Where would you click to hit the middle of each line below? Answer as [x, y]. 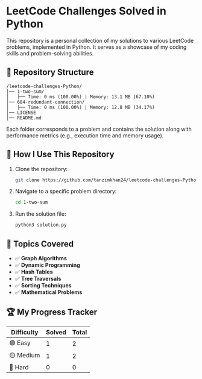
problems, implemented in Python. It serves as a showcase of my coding [96, 47]
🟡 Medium [25, 355]
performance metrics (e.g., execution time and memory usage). [85, 135]
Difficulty [25, 332]
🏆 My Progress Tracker [52, 312]
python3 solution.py [41, 225]
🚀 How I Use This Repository [60, 155]
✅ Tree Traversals [38, 279]
